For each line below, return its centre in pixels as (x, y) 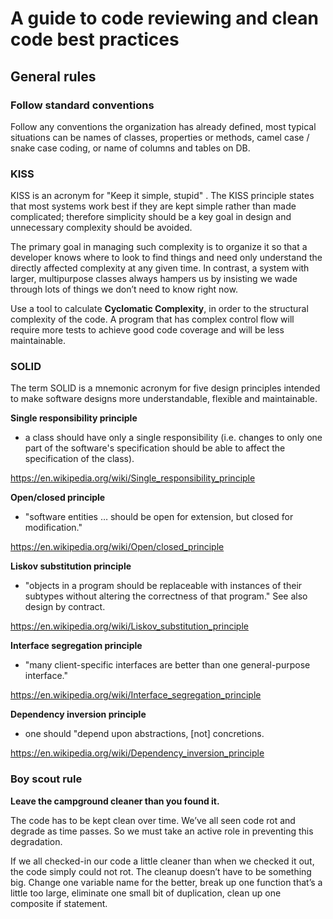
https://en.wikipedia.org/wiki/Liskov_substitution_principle (129, 626)
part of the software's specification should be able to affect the (155, 448)
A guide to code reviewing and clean (164, 18)
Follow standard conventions (82, 105)
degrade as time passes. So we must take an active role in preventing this (162, 831)
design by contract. (65, 607)
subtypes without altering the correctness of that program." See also (166, 596)
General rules (53, 76)
